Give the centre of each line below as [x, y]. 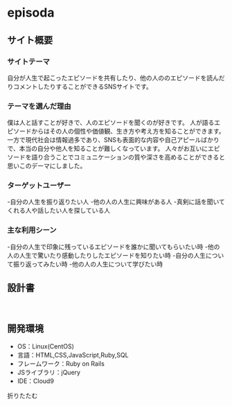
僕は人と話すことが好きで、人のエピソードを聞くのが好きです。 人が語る [111, 123]
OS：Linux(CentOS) [46, 346]
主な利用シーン [32, 230]
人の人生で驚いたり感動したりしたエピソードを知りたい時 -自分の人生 [107, 255]
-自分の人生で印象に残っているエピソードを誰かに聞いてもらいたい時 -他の [114, 247]
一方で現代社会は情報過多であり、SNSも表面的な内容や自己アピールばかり [114, 140]
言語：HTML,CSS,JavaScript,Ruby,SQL [73, 355]
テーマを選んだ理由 [39, 106]
